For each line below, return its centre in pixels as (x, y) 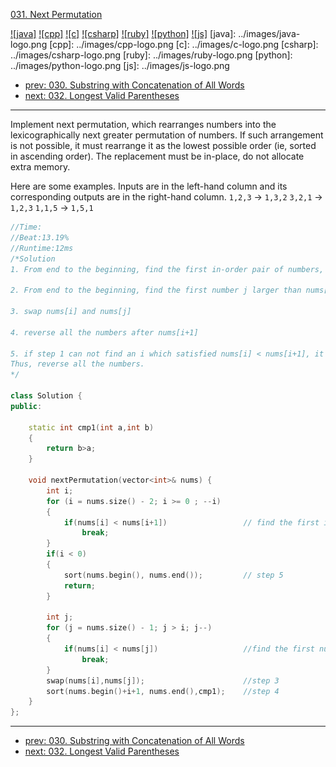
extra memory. (40, 167)
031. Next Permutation (56, 14)
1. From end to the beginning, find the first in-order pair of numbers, (167, 269)
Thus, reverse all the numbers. (77, 364)
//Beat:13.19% (40, 237)
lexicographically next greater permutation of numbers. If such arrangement (167, 135)
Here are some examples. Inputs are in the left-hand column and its (149, 186)
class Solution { (46, 396)
